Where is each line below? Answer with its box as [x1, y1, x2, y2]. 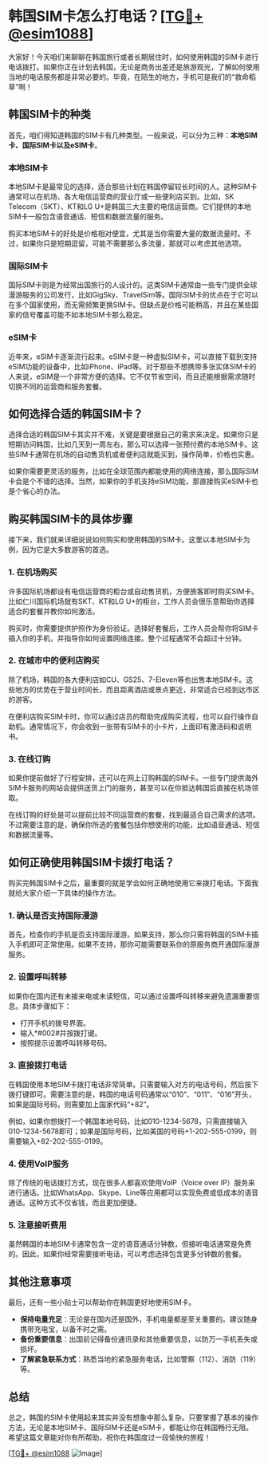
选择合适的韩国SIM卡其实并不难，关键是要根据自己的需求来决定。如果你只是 [8, 430, 259, 439]
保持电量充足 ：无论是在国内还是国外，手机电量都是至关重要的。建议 [19, 1314, 244, 1324]
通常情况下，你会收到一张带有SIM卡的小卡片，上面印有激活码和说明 [29, 721, 252, 731]
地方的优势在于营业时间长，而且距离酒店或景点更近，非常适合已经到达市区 [14, 684, 260, 694]
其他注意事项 [8, 1275, 72, 1288]
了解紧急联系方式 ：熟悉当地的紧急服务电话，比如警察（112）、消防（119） [19, 1354, 257, 1364]
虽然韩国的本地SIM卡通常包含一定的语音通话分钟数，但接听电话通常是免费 [8, 1239, 252, 1249]
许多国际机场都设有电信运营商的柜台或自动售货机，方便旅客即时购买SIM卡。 [8, 586, 259, 596]
